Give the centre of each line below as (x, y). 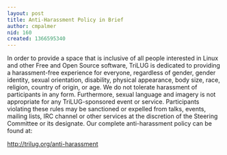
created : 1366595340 (37, 39)
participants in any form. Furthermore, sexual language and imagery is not (111, 95)
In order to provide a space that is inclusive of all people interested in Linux (113, 58)
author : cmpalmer (32, 26)
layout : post (26, 13)
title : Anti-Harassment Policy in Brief (66, 20)
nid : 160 (19, 32)
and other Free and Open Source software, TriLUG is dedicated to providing (114, 66)
